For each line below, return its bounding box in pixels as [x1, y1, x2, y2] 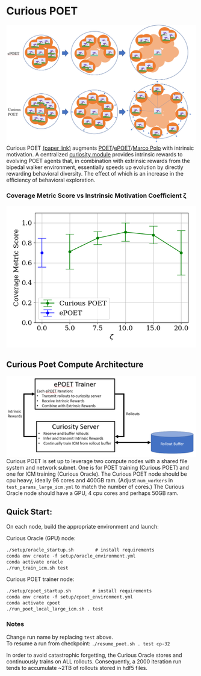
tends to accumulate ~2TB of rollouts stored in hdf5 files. [6, 665, 148, 672]
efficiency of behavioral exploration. [6, 176, 96, 184]
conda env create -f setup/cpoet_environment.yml [6, 594, 134, 600]
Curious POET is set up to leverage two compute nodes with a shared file [6, 458, 188, 465]
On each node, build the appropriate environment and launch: [6, 523, 159, 530]
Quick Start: [6, 507, 52, 517]
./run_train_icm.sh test [6, 565, 69, 571]
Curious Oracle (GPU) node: [6, 534, 76, 542]
